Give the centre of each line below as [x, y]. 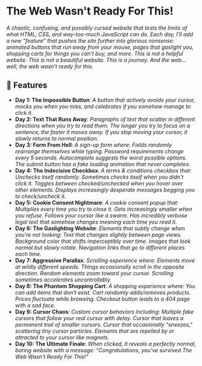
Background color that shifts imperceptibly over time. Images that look [103, 241]
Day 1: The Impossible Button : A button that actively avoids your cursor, [105, 100]
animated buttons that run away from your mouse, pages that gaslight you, [100, 47]
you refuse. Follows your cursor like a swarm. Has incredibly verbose [101, 215]
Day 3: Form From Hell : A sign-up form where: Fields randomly [93, 145]
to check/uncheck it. [40, 196]
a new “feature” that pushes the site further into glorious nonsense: [90, 40]
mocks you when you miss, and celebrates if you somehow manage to [103, 106]
